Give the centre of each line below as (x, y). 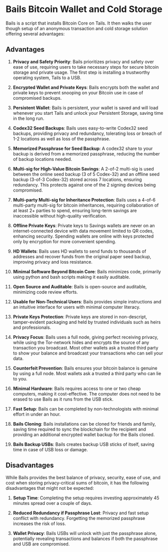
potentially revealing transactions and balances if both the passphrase (85, 538)
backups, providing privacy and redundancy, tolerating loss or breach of (87, 133)
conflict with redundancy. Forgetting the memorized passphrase (79, 518)
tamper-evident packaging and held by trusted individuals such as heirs (87, 322)
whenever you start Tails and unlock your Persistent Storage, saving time (88, 113)
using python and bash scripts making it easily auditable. (71, 277)
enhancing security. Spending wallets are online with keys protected (83, 236)
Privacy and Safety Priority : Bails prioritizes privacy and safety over (83, 62)
